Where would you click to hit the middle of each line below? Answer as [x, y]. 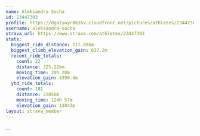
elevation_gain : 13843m [46, 105]
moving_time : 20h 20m [43, 72]
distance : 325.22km [41, 67]
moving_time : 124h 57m [44, 100]
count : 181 [30, 89]
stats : [14, 39]
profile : [16, 23]
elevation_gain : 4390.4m [47, 78]
